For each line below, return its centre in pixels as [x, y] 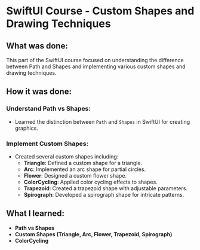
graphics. [27, 128]
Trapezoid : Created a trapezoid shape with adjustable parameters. [106, 188]
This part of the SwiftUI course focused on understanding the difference [95, 60]
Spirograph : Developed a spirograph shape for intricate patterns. [104, 194]
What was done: [37, 46]
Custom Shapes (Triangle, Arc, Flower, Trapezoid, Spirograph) [93, 234]
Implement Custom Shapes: [47, 144]
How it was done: [39, 92]
